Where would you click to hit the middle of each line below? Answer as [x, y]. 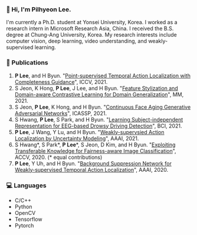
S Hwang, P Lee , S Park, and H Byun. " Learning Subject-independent [99, 119]
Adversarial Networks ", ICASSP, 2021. [61, 113]
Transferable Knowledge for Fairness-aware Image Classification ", [95, 151]
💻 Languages [26, 185]
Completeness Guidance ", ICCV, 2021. [61, 81]
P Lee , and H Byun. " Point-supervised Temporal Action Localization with [102, 76]
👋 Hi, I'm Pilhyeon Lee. [39, 9]
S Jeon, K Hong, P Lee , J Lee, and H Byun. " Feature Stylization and [96, 88]
